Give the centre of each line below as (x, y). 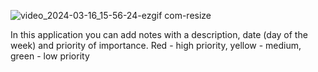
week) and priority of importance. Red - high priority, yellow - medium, (156, 45)
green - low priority (50, 56)
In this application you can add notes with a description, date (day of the (159, 34)
